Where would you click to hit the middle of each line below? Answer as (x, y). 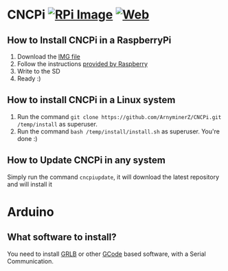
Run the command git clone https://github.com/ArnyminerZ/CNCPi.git (119, 116)
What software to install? (62, 237)
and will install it (30, 184)
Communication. (30, 261)
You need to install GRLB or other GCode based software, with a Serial (106, 254)
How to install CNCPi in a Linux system (91, 100)
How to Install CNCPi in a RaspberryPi (89, 40)
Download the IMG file (48, 56)
